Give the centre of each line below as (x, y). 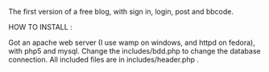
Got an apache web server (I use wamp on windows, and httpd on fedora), (132, 42)
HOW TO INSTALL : (40, 27)
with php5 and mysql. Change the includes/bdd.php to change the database (134, 51)
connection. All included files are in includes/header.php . (104, 60)
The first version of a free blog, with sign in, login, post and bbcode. (121, 12)
